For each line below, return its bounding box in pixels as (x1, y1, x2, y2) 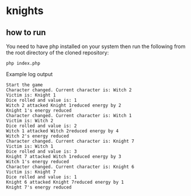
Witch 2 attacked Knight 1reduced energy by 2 (6, 102, 121, 108)
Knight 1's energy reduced (6, 108, 72, 114)
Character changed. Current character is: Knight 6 (6, 164, 134, 170)
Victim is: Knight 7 (6, 169, 57, 175)
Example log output (6, 71, 53, 77)
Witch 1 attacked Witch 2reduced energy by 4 (6, 128, 119, 134)
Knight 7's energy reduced (6, 184, 72, 190)
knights (6, 4, 44, 18)
